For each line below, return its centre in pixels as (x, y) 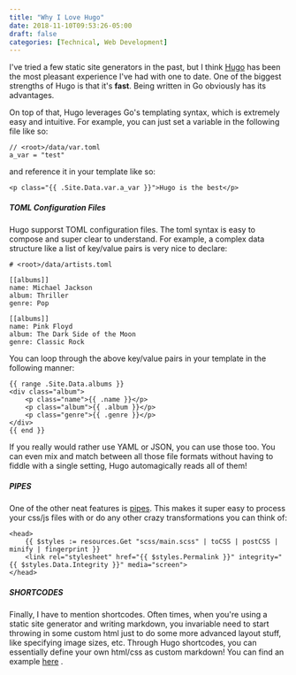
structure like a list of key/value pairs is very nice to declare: (118, 249)
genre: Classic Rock (47, 342)
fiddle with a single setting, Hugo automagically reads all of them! (128, 466)
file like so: (29, 131)
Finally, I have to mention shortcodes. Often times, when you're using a (138, 615)
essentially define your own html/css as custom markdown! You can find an (147, 652)
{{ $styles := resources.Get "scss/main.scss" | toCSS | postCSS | (152, 542)
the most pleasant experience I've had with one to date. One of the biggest (145, 77)
